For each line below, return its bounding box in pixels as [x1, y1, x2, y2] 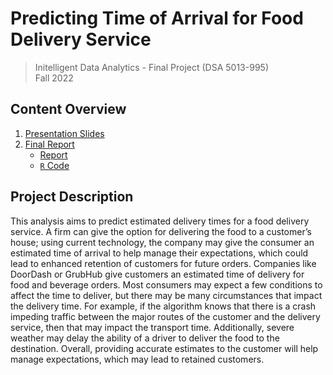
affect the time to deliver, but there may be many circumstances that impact [10, 289, 323, 301]
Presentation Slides [24, 127, 105, 139]
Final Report [24, 138, 75, 150]
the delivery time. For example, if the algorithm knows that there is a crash [10, 300, 317, 312]
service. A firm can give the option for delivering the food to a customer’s [10, 225, 312, 237]
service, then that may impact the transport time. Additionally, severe [10, 321, 295, 333]
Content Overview [10, 101, 127, 118]
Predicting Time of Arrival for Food [10, 7, 304, 30]
